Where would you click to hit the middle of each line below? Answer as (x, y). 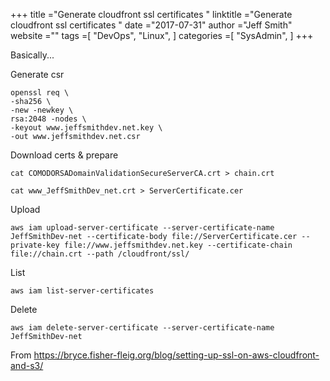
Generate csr (37, 74)
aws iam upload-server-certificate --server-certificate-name (142, 228)
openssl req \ (40, 93)
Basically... (32, 55)
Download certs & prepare (64, 155)
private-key (35, 245)
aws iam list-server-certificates (82, 291)
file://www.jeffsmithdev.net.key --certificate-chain (178, 245)
